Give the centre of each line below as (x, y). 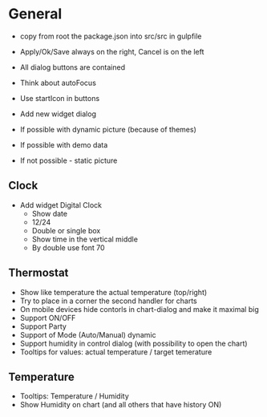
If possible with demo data (64, 144)
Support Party (43, 326)
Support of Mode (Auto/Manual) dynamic (88, 334)
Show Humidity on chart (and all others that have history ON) (121, 405)
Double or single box (66, 230)
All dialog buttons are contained (73, 67)
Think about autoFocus (58, 83)
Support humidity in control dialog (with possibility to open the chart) (133, 343)
